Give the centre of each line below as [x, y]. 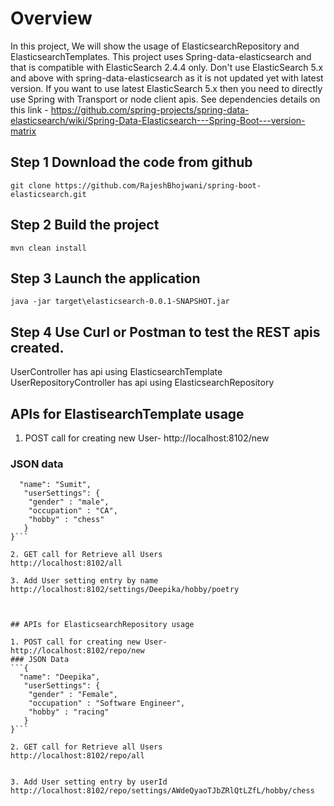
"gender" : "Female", [73, 695]
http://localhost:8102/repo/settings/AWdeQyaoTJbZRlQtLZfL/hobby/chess [162, 791]
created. [37, 347]
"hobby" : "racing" [69, 712]
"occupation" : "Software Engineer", [107, 703]
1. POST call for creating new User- [89, 642]
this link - [29, 109]
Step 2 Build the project [85, 225]
